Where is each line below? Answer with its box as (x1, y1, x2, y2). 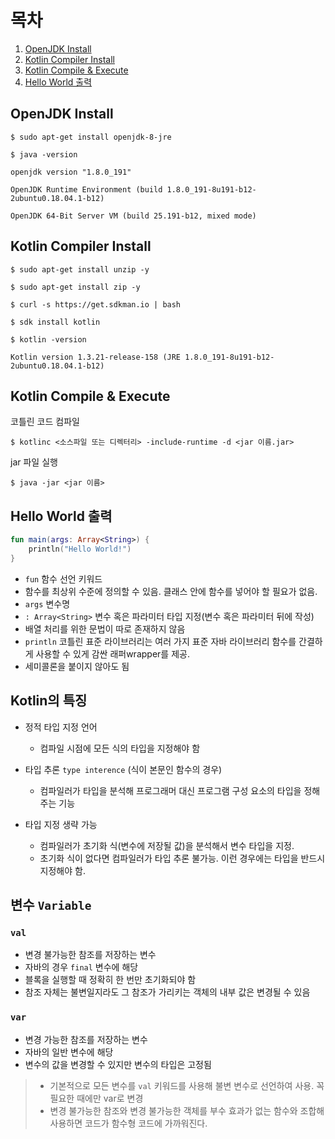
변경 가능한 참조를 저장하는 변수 (24, 1033, 148, 1045)
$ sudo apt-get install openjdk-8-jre (10, 132, 172, 142)
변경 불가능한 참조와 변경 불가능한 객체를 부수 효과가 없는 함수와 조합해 (49, 1104, 325, 1116)
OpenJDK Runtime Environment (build (10, 184, 163, 195)
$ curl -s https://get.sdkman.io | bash (10, 299, 182, 310)
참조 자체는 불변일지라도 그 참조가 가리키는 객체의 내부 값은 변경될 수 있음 (24, 986, 311, 998)
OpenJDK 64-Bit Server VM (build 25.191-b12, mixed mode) (10, 211, 257, 221)
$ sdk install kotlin (10, 317, 101, 327)
